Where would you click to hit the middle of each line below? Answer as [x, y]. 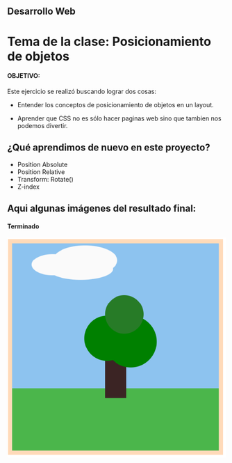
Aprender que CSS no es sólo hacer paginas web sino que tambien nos [119, 118]
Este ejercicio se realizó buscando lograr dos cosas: [82, 91]
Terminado [23, 226]
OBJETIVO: [24, 76]
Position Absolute [42, 164]
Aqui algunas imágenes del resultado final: [102, 208]
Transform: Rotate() [45, 179]
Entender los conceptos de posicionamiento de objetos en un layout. [115, 104]
